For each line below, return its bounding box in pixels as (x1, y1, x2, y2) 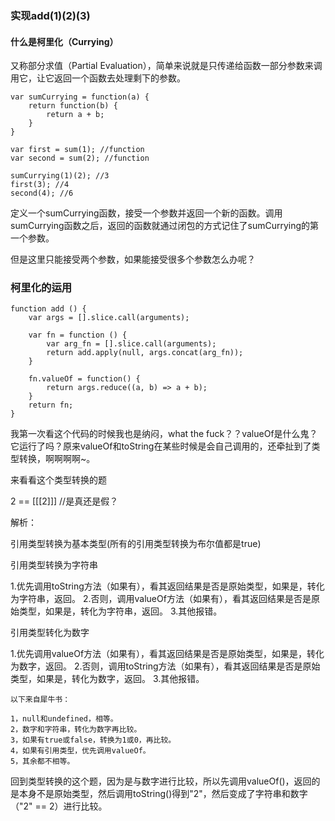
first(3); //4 (10, 180, 70, 190)
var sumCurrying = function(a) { (10, 92, 150, 102)
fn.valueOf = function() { (28, 374, 141, 384)
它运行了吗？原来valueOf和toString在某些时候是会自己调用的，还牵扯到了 (10, 440, 312, 452)
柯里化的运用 (10, 281, 73, 295)
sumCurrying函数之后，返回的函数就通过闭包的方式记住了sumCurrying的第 (10, 220, 320, 232)
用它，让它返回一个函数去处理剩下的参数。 (10, 72, 186, 84)
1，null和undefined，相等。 (10, 714, 118, 724)
